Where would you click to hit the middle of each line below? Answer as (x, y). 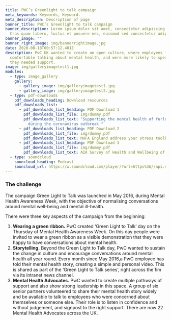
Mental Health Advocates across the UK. (55, 313)
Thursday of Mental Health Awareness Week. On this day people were (86, 231)
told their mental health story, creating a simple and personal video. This (88, 264)
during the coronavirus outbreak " (65, 124)
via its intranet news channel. (43, 275)
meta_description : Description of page (48, 19)
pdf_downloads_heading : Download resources (61, 100)
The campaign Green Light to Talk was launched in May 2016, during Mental (85, 195)
